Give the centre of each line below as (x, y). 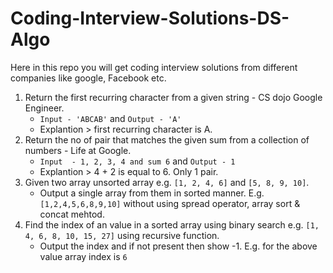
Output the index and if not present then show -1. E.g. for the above (178, 246)
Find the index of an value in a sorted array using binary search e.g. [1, (172, 224)
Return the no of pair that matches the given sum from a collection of (167, 139)
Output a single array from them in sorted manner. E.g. (152, 193)
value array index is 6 (83, 256)
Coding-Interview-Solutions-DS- (150, 18)
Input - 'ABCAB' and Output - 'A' (110, 118)
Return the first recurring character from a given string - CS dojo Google (173, 97)
